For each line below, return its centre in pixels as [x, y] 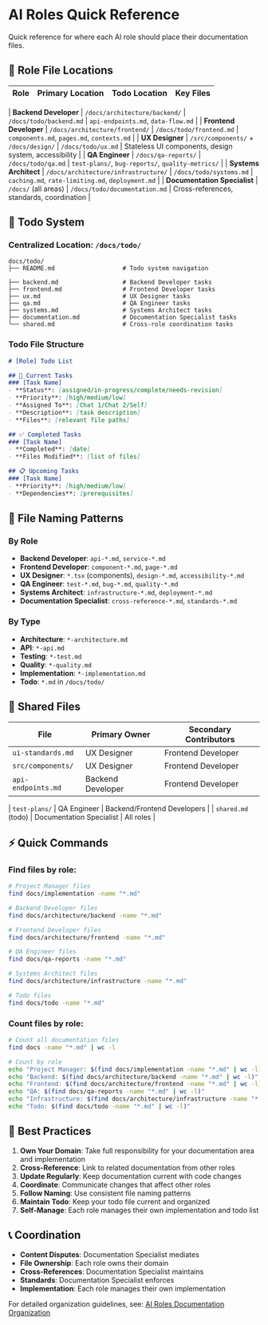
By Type [25, 622]
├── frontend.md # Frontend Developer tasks [112, 289]
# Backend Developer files [53, 908]
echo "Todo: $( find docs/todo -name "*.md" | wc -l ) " [100, 1107]
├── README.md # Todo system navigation [108, 269]
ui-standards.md [43, 752]
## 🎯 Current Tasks [41, 376]
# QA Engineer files [43, 952]
